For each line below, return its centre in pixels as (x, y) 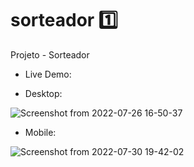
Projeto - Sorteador (50, 54)
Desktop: (43, 93)
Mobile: (40, 132)
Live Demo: (48, 74)
